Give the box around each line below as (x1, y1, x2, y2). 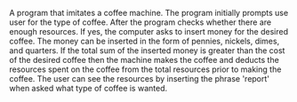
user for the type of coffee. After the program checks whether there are (9, 17, 272, 27)
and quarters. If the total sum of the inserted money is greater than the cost (9, 45, 285, 56)
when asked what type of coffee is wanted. (9, 83, 167, 93)
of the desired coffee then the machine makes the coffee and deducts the (9, 55, 280, 65)
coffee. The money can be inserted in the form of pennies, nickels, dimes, (9, 35, 280, 46)
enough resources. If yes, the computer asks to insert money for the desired (9, 27, 289, 36)
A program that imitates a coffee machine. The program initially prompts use (9, 8, 289, 18)
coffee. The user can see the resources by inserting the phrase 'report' (9, 74, 269, 83)
